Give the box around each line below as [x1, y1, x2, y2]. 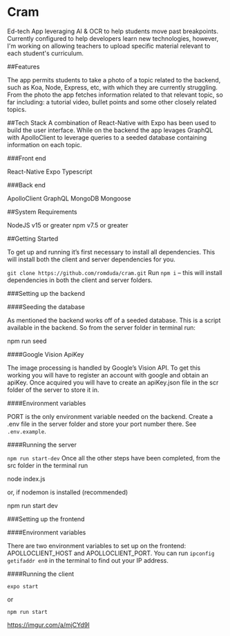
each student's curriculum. [7, 49, 84, 57]
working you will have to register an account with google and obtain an [7, 371, 209, 379]
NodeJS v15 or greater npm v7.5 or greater [7, 221, 129, 229]
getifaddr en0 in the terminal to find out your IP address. [7, 556, 169, 564]
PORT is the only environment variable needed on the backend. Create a [7, 412, 213, 420]
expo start [7, 583, 39, 590]
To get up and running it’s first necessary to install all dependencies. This [7, 247, 215, 256]
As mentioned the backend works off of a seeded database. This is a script [7, 316, 221, 324]
